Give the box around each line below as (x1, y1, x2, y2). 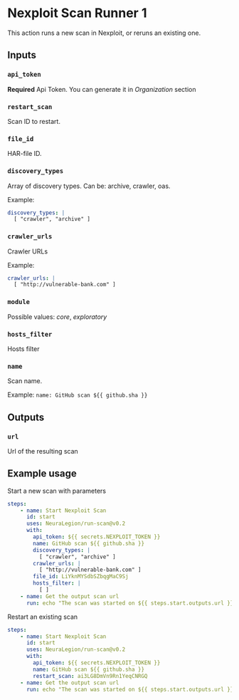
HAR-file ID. (7, 150, 42, 158)
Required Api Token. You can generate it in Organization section (7, 85, 196, 93)
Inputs (7, 49, 37, 61)
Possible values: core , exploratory (7, 312, 107, 321)
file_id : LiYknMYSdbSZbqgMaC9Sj (33, 573, 129, 580)
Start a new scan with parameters (7, 486, 107, 495)
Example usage (7, 468, 77, 480)
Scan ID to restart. (7, 117, 60, 125)
